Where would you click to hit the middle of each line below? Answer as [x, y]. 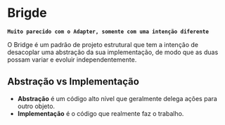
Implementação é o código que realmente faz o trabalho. [101, 113]
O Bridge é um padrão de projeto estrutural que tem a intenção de [103, 44]
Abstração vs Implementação [73, 82]
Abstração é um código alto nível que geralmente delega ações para [117, 98]
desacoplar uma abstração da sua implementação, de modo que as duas [113, 52]
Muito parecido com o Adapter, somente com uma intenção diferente [108, 32]
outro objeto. [36, 106]
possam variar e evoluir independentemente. [72, 59]
